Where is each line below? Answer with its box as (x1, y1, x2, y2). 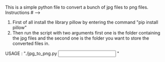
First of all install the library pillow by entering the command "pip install (12, 19, 159, 25)
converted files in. (12, 40, 50, 46)
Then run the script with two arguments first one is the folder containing (12, 30, 161, 35)
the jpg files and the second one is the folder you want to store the (12, 35, 150, 41)
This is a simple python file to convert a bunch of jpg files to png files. (5, 4, 149, 10)
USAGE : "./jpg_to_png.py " (5, 50, 120, 56)
